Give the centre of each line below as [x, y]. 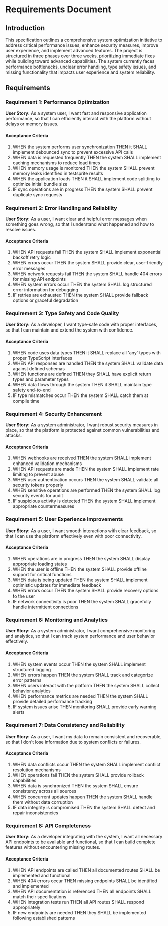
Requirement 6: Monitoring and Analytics [56, 620]
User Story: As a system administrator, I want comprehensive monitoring [80, 631]
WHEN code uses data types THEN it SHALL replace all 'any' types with [87, 352]
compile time [26, 401]
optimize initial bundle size [40, 184]
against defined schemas [39, 368]
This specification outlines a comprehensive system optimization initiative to [84, 40]
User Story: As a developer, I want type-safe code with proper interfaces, [81, 324]
